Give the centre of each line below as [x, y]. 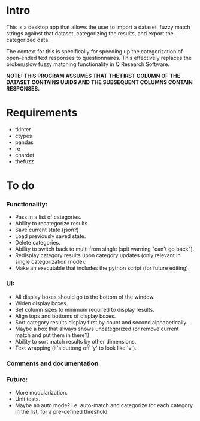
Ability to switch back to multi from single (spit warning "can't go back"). [104, 249]
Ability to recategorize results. [52, 224]
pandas [24, 142]
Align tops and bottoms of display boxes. [65, 316]
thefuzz [24, 161]
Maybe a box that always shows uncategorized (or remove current [97, 329]
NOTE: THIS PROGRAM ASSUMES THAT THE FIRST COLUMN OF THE [93, 76]
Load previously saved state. [50, 236]
